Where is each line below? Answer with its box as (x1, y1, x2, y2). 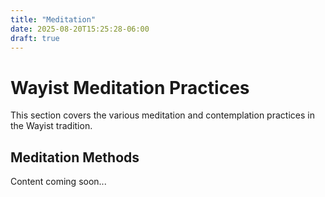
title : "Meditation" (10, 14, 97, 25)
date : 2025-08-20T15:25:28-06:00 (10, 24, 150, 34)
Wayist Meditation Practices (10, 76, 250, 99)
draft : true (10, 33, 60, 43)
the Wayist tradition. (10, 120, 93, 132)
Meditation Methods (10, 149, 140, 166)
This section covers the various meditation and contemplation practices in (10, 109, 315, 121)
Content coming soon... (10, 176, 107, 188)
